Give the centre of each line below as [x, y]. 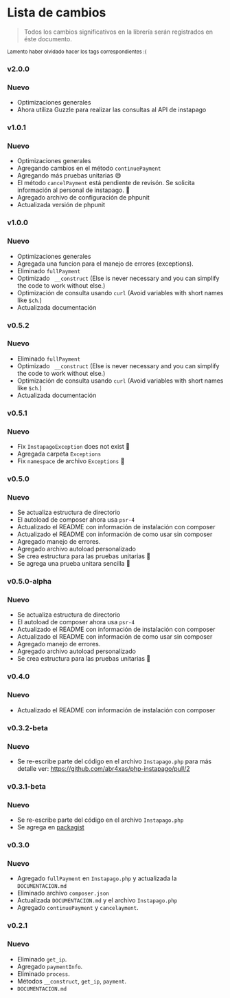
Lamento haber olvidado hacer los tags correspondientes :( [77, 52]
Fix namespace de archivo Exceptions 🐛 [71, 461]
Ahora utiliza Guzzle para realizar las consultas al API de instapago [112, 110]
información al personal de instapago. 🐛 [73, 190]
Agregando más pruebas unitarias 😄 [69, 176]
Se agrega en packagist [50, 827]
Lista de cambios [57, 13]
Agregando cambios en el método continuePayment [89, 168]
